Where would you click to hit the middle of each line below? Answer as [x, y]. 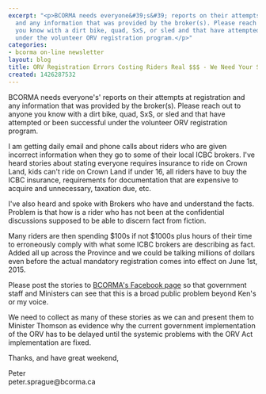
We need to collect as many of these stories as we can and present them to [131, 317]
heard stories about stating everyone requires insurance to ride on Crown [128, 163]
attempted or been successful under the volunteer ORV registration [118, 122]
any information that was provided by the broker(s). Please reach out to [125, 105]
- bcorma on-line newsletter [56, 52]
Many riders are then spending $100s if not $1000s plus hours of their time [130, 235]
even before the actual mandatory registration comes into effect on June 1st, [133, 261]
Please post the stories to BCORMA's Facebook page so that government [127, 285]
